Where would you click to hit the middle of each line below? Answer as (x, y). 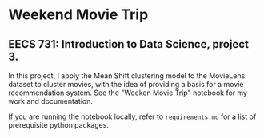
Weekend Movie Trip (78, 15)
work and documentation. (51, 101)
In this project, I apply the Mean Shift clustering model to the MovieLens (127, 76)
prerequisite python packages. (59, 125)
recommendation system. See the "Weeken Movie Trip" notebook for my (128, 93)
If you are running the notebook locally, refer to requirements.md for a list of (132, 116)
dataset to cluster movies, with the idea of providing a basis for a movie (126, 84)
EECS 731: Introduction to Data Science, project (129, 44)
